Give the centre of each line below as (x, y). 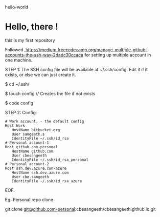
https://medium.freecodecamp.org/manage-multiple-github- (86, 49)
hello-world (17, 7)
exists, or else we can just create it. (41, 75)
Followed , (15, 49)
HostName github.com (33, 151)
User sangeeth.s (28, 134)
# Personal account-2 (27, 164)
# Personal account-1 (27, 143)
